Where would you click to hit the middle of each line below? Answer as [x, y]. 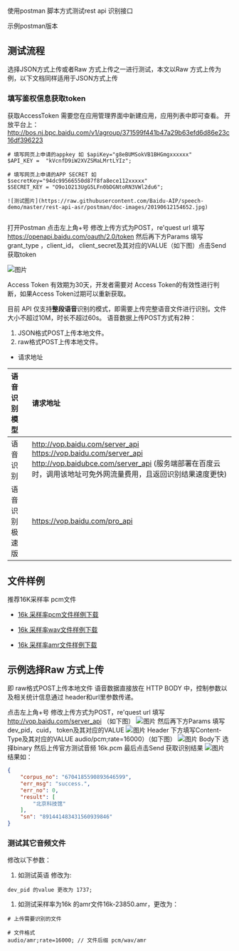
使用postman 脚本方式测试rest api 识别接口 [70, 11]
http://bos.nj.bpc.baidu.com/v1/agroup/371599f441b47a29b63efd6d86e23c [118, 132]
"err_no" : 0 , [39, 790]
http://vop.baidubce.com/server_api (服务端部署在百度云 [126, 463]
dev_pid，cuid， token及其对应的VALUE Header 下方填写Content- [115, 730]
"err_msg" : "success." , [55, 784]
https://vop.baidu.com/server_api [87, 453]
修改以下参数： [29, 860]
